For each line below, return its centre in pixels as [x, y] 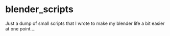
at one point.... [20, 28]
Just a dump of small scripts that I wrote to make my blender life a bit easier [85, 23]
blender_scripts [40, 9]
